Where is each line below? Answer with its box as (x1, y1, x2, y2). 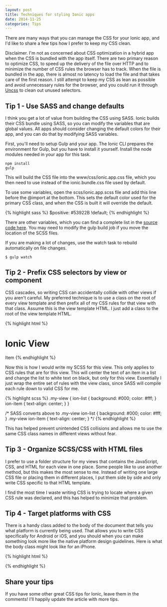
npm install (5, 161, 30, 166)
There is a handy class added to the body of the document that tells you (5, 522, 153, 528)
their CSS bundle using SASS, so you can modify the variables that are (5, 121, 151, 127)
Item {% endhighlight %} (5, 354, 56, 361)
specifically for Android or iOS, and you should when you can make (5, 533, 144, 539)
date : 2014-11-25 (5, 17, 41, 22)
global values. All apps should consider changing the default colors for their (5, 126, 161, 132)
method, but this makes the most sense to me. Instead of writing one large (5, 469, 158, 475)
